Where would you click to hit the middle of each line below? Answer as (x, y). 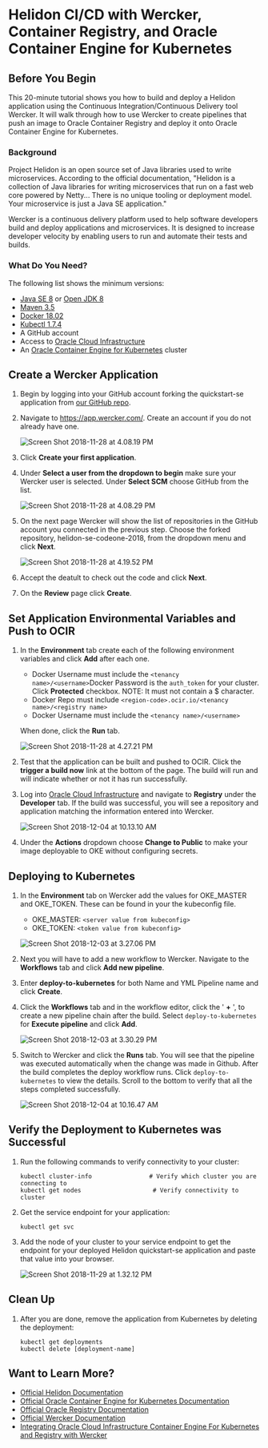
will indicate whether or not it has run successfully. (104, 779)
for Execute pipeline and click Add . (78, 1024)
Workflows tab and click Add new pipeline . (92, 967)
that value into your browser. (67, 1258)
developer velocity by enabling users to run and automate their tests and (128, 236)
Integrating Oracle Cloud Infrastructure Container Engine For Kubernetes (140, 1426)
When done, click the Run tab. (70, 731)
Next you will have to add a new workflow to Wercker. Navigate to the (134, 959)
